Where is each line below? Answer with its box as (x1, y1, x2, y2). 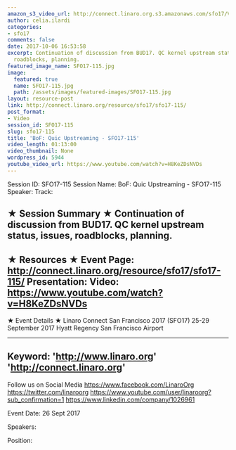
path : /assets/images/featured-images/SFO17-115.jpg (13, 89, 171, 96)
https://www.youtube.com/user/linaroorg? (90, 387, 212, 396)
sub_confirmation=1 (7, 395, 65, 404)
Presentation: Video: (27, 276, 119, 288)
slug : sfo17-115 (7, 128, 55, 135)
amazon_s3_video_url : (7, 10, 71, 18)
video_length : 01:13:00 (7, 141, 77, 148)
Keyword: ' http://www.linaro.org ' (7, 351, 157, 363)
